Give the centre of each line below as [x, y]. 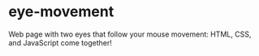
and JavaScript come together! [60, 42]
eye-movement [61, 12]
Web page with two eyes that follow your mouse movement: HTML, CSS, [130, 34]
